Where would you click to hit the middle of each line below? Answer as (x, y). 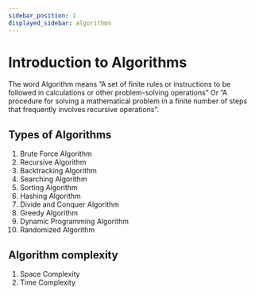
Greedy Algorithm (49, 213)
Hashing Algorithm (50, 196)
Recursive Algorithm (53, 162)
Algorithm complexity (63, 255)
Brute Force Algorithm (56, 154)
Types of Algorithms (60, 135)
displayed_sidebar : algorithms (60, 23)
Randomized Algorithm (57, 230)
